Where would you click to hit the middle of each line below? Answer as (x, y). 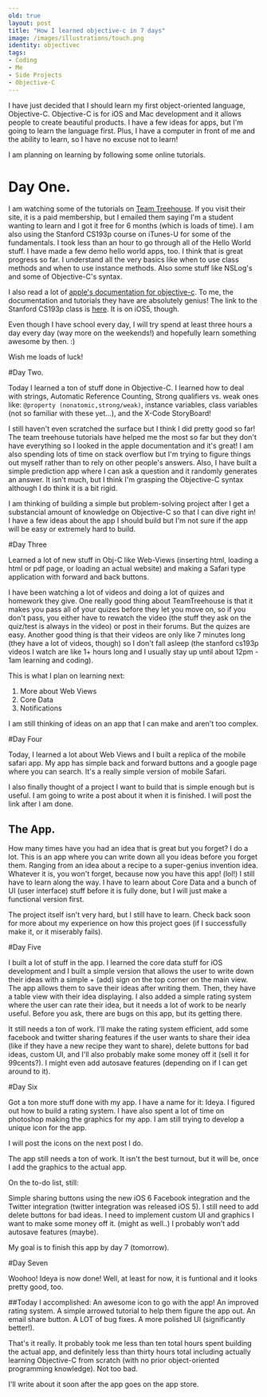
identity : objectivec (44, 46)
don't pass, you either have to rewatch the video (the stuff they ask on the (130, 618)
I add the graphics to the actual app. (68, 1167)
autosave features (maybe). (53, 1232)
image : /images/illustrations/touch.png (77, 38)
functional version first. (46, 900)
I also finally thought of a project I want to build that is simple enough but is (132, 787)
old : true (25, 16)
